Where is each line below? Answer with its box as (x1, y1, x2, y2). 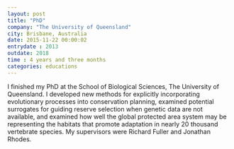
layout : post (7, 10, 46, 18)
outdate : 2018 (7, 50, 50, 57)
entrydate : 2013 (7, 43, 59, 50)
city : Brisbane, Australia (7, 30, 87, 37)
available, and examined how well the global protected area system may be (7, 112, 227, 121)
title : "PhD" (7, 17, 46, 24)
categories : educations (7, 63, 78, 70)
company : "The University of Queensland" (7, 23, 132, 30)
